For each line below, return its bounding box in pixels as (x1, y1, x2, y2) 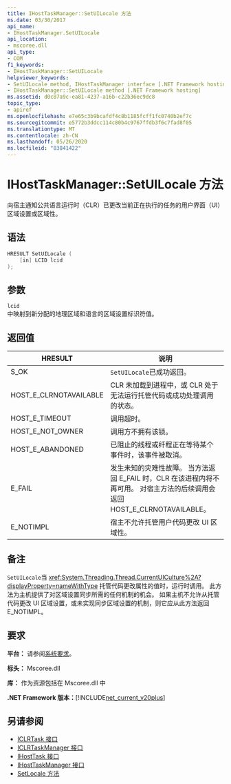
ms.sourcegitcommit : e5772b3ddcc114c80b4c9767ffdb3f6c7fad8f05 (7, 119, 192, 126)
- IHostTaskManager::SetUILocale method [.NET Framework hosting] (7, 87, 201, 94)
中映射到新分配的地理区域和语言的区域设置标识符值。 (7, 310, 158, 318)
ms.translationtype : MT (7, 126, 76, 133)
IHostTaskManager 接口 (16, 761, 85, 770)
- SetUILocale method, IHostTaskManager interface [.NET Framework (7, 81, 205, 88)
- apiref (7, 106, 32, 113)
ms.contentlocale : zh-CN (7, 132, 78, 139)
